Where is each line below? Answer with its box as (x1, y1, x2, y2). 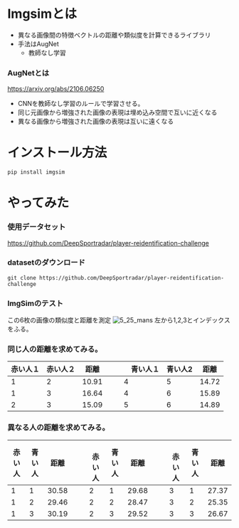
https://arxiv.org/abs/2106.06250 (7, 85, 105, 93)
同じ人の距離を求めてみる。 (7, 344, 102, 354)
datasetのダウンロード (7, 258, 85, 268)
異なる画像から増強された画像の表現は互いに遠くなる (17, 117, 174, 126)
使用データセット (7, 222, 66, 232)
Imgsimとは (7, 6, 77, 22)
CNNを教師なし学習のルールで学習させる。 (17, 100, 144, 108)
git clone (7, 274, 37, 281)
